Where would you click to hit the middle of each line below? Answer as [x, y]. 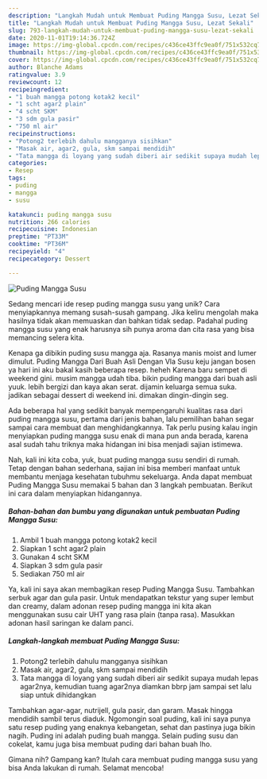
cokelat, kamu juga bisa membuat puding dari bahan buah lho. [110, 744]
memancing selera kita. [46, 337]
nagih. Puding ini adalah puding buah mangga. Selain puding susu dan [123, 735]
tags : [17, 178]
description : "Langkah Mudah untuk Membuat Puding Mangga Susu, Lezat [128, 15]
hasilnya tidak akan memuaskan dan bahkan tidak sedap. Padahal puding [128, 320]
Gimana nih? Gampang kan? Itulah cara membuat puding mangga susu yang [133, 759]
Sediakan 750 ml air [52, 573]
